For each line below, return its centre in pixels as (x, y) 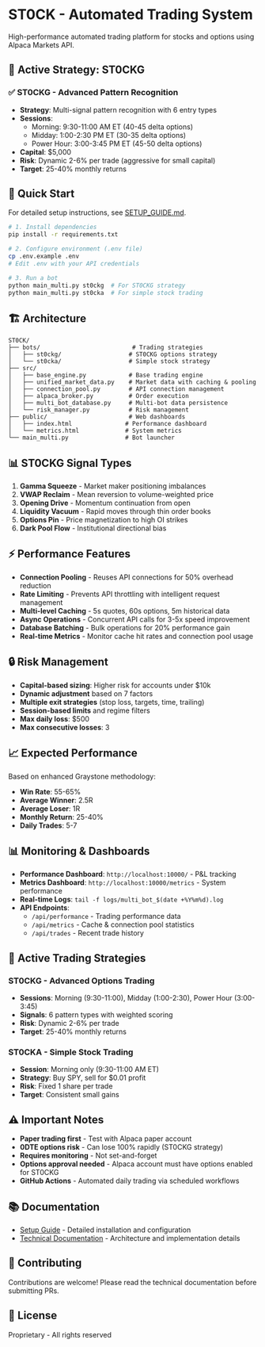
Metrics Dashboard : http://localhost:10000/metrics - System (123, 882)
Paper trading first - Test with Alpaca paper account (106, 1138)
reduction (35, 585)
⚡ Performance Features (69, 554)
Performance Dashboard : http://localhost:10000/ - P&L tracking (128, 874)
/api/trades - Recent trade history (88, 933)
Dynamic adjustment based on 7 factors (86, 693)
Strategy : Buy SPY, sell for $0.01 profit (83, 1078)
